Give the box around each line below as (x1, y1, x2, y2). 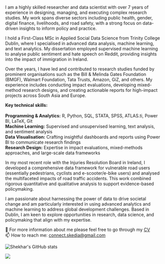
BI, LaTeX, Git (5, 118, 33, 124)
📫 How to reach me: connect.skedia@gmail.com (5, 232, 106, 238)
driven (5, 25, 18, 31)
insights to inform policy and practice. (19, 25, 97, 31)
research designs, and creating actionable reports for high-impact (22, 87, 158, 93)
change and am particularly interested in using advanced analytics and (5, 201, 151, 207)
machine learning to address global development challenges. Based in (5, 207, 150, 212)
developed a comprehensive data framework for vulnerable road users (5, 165, 151, 171)
